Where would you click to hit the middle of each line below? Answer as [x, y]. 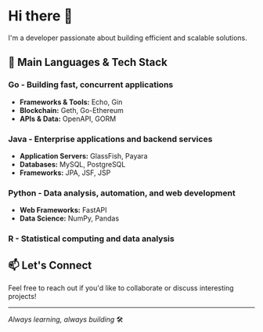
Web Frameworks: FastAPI [63, 210]
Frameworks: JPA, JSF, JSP [65, 173]
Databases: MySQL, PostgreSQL [72, 164]
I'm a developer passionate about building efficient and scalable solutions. [128, 38]
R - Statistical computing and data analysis [91, 239]
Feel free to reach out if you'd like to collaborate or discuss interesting [121, 288]
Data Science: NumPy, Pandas [69, 218]
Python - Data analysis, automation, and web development [122, 193]
